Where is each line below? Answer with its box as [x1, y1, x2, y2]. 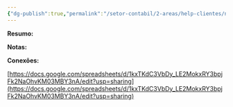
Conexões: [7, 56, 40, 65]
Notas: [7, 42, 28, 51]
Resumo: [7, 29, 33, 38]
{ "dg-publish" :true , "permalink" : [7, 10, 104, 17]
